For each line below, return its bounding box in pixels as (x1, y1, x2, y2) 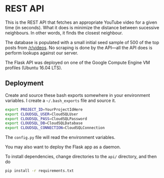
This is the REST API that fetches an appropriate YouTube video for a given (5, 19, 157, 25)
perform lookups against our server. (5, 50, 79, 56)
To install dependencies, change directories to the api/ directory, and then (5, 154, 157, 160)
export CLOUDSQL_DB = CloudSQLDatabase (5, 121, 83, 126)
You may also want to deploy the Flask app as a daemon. (5, 144, 121, 150)
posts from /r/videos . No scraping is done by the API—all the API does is (5, 44, 153, 50)
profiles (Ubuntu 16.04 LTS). (5, 65, 63, 71)
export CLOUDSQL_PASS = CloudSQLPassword (5, 116, 87, 121)
